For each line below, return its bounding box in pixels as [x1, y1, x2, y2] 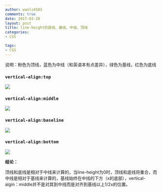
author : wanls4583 [5, 7, 42, 12]
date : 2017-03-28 [5, 16, 40, 21]
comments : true [5, 12, 36, 17]
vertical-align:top [5, 74, 51, 79]
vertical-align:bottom [5, 139, 59, 145]
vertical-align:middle [5, 96, 59, 101]
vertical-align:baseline [5, 117, 64, 123]
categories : [5, 30, 29, 35]
